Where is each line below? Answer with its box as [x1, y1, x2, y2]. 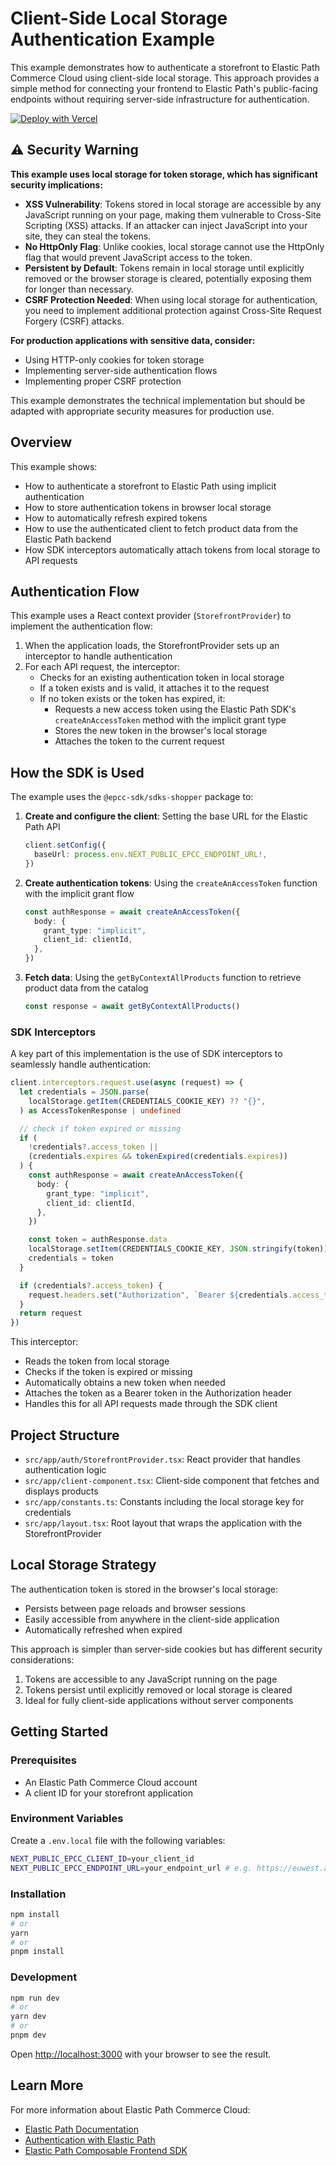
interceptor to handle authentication [24, 650, 173, 662]
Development [10, 1970, 78, 1984]
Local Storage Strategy [10, 1557, 157, 1574]
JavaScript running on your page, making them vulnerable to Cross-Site [24, 208, 322, 221]
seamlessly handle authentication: [10, 1058, 151, 1071]
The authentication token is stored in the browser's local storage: [10, 1583, 278, 1595]
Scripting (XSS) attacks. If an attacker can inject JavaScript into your [24, 219, 308, 231]
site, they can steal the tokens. [24, 230, 152, 242]
